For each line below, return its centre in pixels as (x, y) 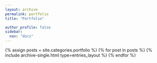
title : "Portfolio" (25, 18)
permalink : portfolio (27, 14)
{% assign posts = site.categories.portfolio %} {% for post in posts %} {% (79, 50)
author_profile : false (28, 27)
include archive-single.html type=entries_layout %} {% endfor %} (71, 55)
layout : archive (21, 9)
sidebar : (14, 32)
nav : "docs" (22, 36)
